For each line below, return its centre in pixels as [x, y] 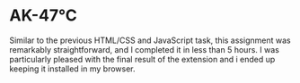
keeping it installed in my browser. [73, 69]
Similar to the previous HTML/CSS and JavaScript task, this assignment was [150, 40]
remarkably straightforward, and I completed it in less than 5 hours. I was [145, 49]
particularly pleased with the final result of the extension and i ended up [142, 59]
